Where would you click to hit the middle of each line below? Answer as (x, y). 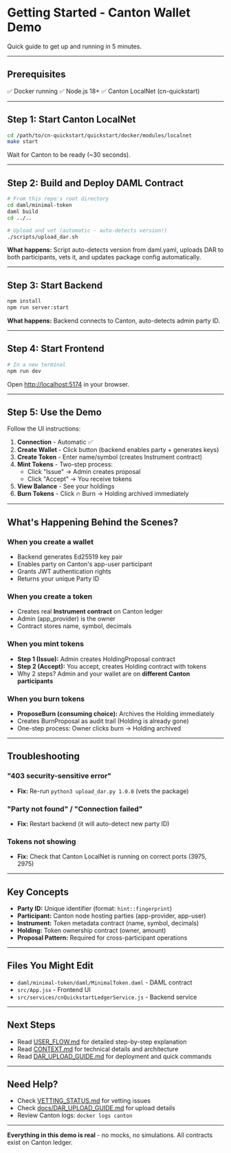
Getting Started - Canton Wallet (99, 13)
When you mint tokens (46, 644)
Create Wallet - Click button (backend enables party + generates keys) (118, 450)
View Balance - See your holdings (66, 486)
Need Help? (33, 1084)
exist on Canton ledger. (40, 1143)
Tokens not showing (42, 841)
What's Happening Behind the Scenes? (93, 522)
